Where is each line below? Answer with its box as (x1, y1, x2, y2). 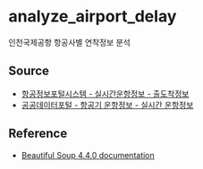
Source (8, 63, 50, 79)
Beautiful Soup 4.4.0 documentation (21, 149, 156, 160)
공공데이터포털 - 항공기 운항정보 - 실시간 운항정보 (21, 99, 194, 110)
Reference (8, 126, 68, 141)
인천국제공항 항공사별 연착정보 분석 (8, 37, 131, 47)
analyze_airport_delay (8, 6, 177, 27)
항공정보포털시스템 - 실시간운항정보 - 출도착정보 (21, 88, 190, 99)
